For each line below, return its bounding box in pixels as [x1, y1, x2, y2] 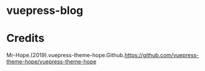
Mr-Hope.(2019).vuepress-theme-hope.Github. [6, 52, 125, 59]
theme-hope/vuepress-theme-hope [6, 58, 97, 66]
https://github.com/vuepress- [124, 52, 199, 59]
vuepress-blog [6, 4, 84, 18]
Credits [6, 32, 45, 46]
